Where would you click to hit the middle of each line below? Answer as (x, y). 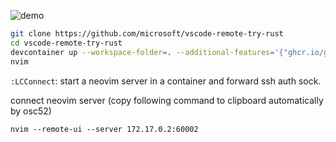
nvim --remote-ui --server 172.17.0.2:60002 (104, 129)
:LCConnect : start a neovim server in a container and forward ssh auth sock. (166, 81)
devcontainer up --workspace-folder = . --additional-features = (142, 52)
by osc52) (31, 111)
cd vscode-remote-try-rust (66, 43)
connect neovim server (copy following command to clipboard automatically (167, 100)
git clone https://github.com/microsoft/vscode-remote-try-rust (147, 34)
